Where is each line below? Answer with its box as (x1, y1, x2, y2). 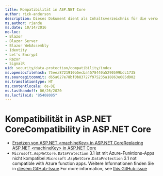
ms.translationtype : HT (5, 79, 53, 84)
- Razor (5, 57, 21, 62)
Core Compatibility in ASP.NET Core (5, 124, 151, 135)
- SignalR (5, 61, 25, 66)
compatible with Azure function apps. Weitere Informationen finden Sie (12, 160, 154, 166)
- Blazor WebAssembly (5, 43, 49, 48)
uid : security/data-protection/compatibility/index (5, 66, 112, 71)
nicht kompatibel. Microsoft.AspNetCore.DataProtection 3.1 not (12, 156, 137, 161)
